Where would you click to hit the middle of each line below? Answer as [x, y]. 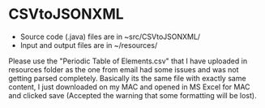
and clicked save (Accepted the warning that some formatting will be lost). [132, 95]
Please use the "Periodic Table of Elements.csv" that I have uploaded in [128, 61]
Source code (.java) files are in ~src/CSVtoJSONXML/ [110, 37]
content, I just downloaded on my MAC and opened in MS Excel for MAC [129, 87]
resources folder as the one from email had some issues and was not [124, 69]
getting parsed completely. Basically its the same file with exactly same [127, 78]
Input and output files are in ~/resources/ [89, 45]
